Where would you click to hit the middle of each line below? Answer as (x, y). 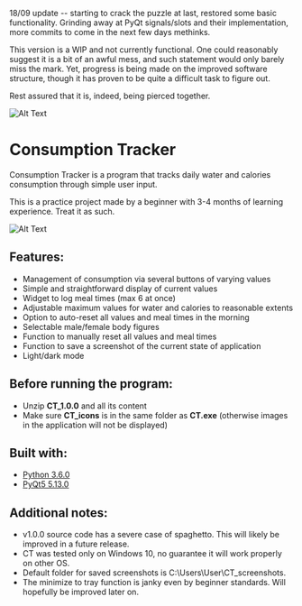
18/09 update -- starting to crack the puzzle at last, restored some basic (143, 13)
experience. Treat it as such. (62, 211)
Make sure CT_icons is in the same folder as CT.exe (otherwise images (155, 415)
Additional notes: (59, 513)
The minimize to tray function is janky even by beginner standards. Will (154, 583)
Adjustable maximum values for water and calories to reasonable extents (158, 308)
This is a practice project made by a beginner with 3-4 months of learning (146, 201)
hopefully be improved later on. (81, 592)
